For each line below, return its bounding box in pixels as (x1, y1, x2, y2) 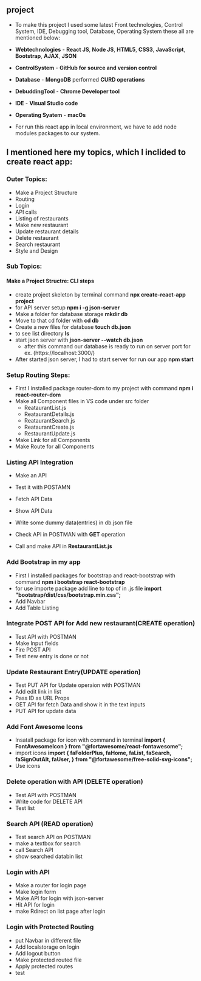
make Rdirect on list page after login (15, 907, 106, 915)
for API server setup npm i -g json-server (15, 304, 120, 311)
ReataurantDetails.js (24, 410, 75, 418)
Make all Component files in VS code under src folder (15, 397, 149, 404)
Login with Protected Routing (6, 923, 94, 931)
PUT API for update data (15, 708, 77, 715)
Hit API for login (15, 901, 55, 909)
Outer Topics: (6, 175, 47, 183)
